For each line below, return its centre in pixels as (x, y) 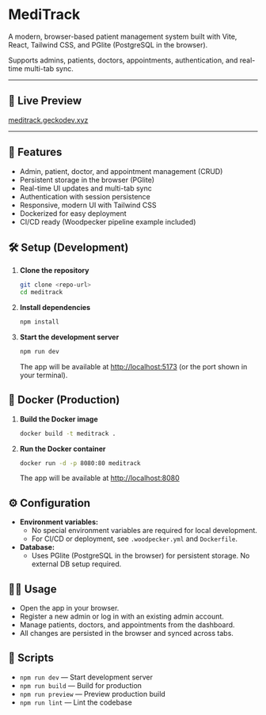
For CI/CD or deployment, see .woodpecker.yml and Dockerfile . (135, 539)
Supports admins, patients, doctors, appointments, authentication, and (123, 60)
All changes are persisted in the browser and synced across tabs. (126, 634)
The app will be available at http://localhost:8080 (99, 478)
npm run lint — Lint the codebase (76, 702)
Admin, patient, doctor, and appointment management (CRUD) (121, 171)
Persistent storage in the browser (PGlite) (87, 180)
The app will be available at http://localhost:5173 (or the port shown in (133, 366)
